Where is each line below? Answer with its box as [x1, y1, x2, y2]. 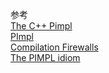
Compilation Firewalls [10, 41, 99, 53]
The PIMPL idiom [10, 52, 81, 63]
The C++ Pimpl [10, 20, 73, 32]
